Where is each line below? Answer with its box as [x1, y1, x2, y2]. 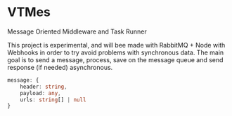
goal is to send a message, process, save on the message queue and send [7, 55, 224, 64]
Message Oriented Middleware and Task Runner [7, 27, 147, 36]
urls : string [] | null [20, 96, 86, 103]
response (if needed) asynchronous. [7, 63, 113, 71]
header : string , [20, 83, 68, 90]
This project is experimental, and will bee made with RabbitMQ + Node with [7, 41, 226, 49]
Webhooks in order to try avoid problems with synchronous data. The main [7, 48, 224, 57]
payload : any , [20, 89, 61, 96]
